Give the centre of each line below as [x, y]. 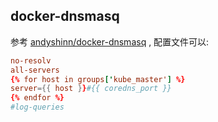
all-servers [35, 70]
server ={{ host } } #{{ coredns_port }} [91, 89]
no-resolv [31, 60]
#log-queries [37, 107]
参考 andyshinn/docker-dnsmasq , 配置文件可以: [110, 41]
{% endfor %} [37, 98]
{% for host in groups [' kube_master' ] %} [98, 79]
